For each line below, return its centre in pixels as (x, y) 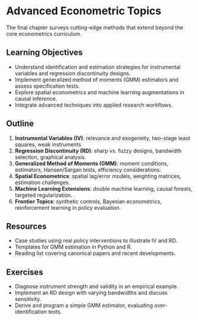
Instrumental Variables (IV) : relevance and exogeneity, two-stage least (102, 138)
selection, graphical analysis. (50, 157)
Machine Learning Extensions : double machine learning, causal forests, (103, 188)
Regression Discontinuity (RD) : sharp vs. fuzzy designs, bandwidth (98, 151)
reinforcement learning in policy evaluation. (68, 207)
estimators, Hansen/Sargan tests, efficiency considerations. (88, 170)
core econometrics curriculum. (44, 33)
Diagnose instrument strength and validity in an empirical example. (96, 287)
